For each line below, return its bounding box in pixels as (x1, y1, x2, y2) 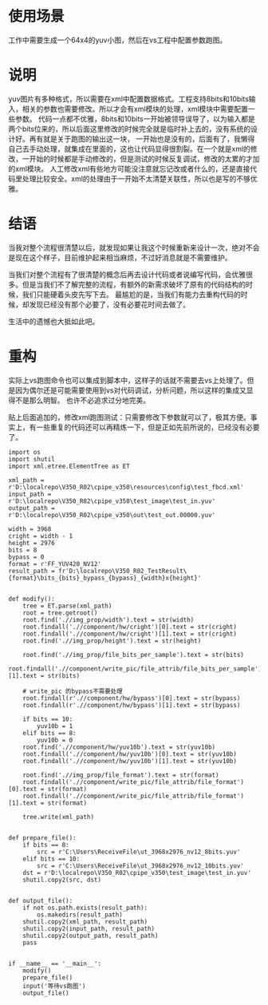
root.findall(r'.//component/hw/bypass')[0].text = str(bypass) (22, 694, 241, 702)
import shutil (8, 455, 56, 463)
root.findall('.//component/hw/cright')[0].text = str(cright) (22, 623, 238, 631)
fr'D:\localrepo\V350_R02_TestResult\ (58, 567, 187, 575)
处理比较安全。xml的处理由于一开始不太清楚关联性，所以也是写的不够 (22, 173, 251, 184)
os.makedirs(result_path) (37, 911, 124, 919)
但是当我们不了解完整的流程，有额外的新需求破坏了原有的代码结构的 (22, 279, 246, 289)
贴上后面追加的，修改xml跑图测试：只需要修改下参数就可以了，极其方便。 (8, 412, 251, 421)
